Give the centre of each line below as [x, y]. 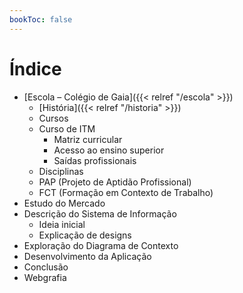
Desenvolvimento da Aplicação [87, 256]
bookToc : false [41, 19]
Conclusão [46, 267]
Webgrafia [45, 277]
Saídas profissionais [95, 160]
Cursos [53, 118]
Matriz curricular [88, 139]
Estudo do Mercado [64, 203]
